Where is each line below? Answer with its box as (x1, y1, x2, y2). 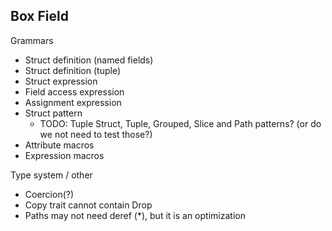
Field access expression (24, 85, 125, 98)
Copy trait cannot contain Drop (24, 199, 153, 211)
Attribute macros (24, 139, 95, 151)
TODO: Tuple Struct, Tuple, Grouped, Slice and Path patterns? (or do (39, 117, 322, 129)
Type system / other (10, 169, 93, 181)
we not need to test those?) (39, 128, 153, 140)
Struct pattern (24, 107, 83, 119)
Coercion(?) (24, 188, 75, 200)
